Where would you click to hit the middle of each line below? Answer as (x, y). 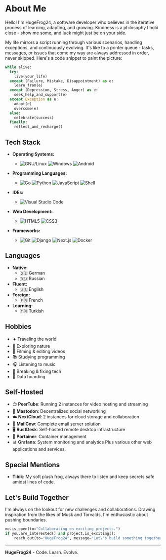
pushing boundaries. (26, 520)
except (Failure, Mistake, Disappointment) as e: (62, 81)
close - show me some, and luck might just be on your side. (66, 33)
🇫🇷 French (31, 300)
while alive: (19, 67)
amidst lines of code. (34, 482)
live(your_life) (31, 76)
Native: (20, 268)
